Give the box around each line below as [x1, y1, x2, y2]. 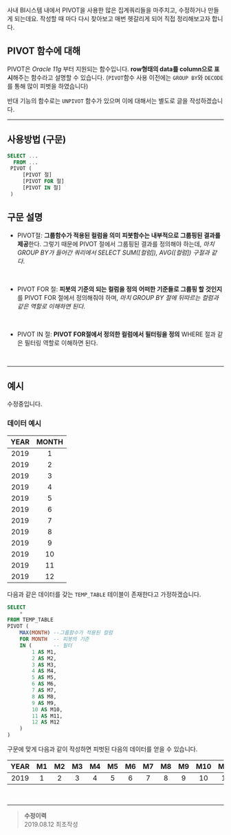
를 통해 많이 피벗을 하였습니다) [7, 82, 89, 90]
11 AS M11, [32, 713, 63, 719]
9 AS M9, [32, 700, 57, 706]
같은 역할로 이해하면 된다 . [16, 302, 86, 310]
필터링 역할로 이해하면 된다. [24, 338, 98, 347]
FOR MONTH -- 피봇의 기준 [19, 636, 89, 643]
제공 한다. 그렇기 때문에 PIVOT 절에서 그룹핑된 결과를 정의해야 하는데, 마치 [16, 239, 215, 248]
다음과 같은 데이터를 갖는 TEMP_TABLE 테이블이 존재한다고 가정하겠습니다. [7, 590, 201, 598]
